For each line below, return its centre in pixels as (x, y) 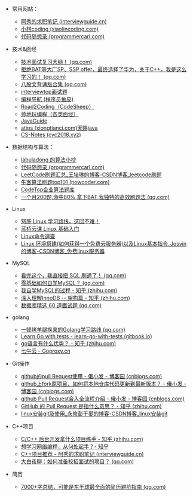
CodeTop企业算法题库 (48, 189)
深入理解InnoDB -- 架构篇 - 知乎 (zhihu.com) (75, 298)
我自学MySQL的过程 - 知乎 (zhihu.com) (69, 290)
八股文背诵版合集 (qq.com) (54, 84)
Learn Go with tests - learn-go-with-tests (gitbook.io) (86, 336)
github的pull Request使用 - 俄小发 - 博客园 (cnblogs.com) (91, 376)
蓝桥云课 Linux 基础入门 (50, 229)
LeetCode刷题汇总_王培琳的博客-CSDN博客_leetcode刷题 (91, 174)
